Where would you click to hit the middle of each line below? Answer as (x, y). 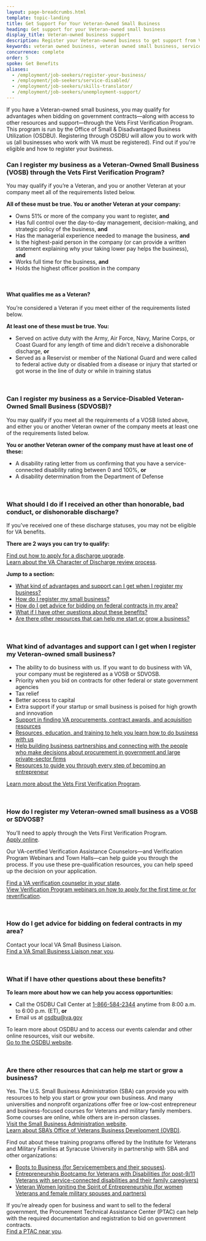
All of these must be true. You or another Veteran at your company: (93, 204)
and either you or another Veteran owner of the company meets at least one (102, 426)
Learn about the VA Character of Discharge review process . (82, 562)
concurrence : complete (35, 52)
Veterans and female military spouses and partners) (81, 1194)
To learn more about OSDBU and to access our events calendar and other (99, 1030)
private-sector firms (40, 759)
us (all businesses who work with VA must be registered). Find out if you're (101, 142)
